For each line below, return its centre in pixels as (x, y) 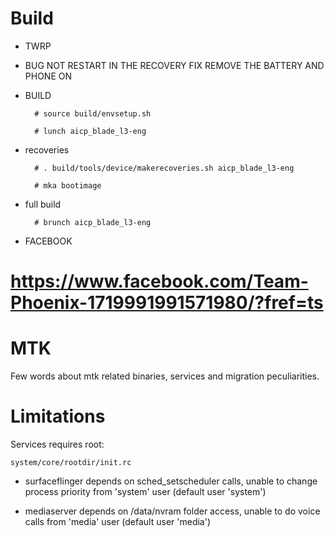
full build (43, 204)
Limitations (58, 416)
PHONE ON (48, 76)
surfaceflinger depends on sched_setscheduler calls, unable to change (171, 481)
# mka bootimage (68, 185)
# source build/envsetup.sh (93, 113)
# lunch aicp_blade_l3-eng (90, 131)
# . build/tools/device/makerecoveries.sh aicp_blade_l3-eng (164, 168)
